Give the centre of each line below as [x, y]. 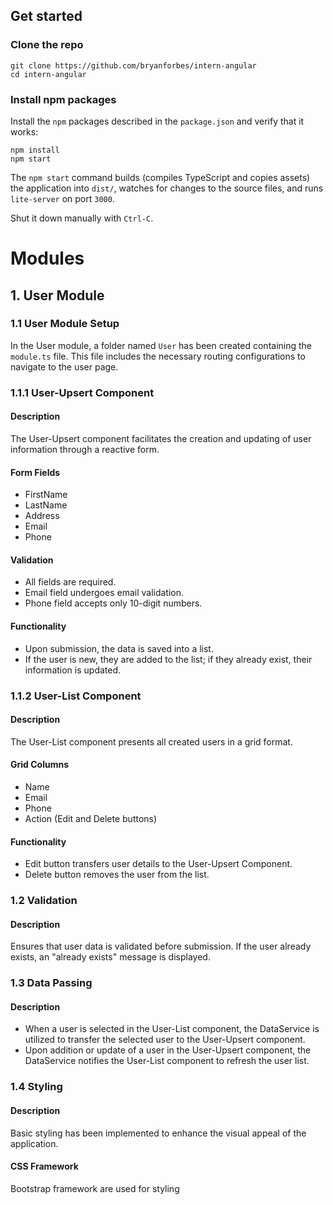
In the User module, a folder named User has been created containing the [161, 345]
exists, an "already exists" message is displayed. [110, 957]
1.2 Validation [44, 901]
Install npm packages [63, 99]
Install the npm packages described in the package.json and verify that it [157, 121]
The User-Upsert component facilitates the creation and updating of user [161, 438]
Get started [46, 16]
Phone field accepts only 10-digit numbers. [113, 603]
